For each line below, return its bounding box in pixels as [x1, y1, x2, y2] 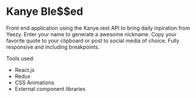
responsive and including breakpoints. [6, 43, 100, 50]
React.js [14, 66, 35, 73]
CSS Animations [14, 79, 55, 86]
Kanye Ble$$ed [6, 5, 83, 18]
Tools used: [6, 55, 34, 62]
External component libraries [14, 85, 86, 92]
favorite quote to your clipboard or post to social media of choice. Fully [6, 37, 180, 44]
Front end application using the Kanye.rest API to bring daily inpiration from [6, 24, 190, 31]
